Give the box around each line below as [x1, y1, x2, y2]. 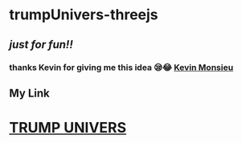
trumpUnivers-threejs [9, 6, 159, 24]
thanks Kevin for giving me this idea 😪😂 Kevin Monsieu [9, 62, 234, 73]
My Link [9, 86, 51, 100]
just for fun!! [9, 38, 73, 51]
